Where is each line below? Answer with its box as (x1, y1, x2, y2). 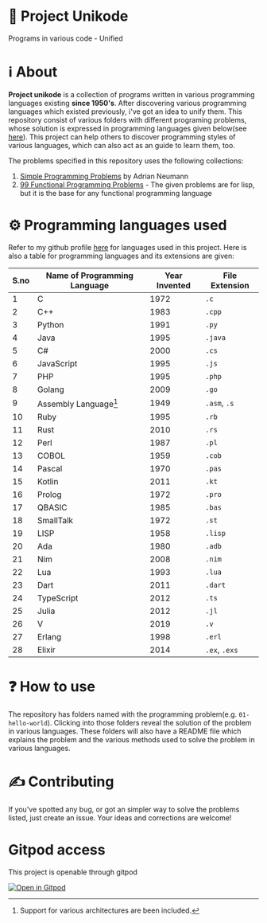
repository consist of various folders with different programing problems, (8, 115, 247, 124)
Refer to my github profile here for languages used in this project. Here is (8, 242, 247, 252)
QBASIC (37, 502, 68, 513)
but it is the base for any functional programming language (19, 188, 212, 198)
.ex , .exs (205, 644, 238, 655)
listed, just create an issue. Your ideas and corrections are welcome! (8, 813, 232, 823)
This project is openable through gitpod (8, 867, 137, 877)
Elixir (37, 644, 56, 655)
